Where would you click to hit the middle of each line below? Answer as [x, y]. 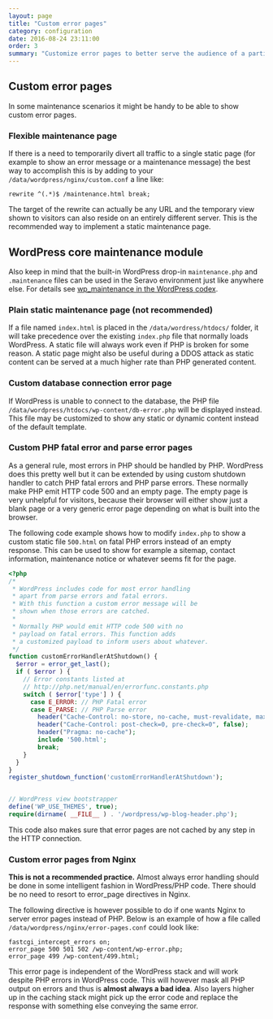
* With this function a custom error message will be [105, 604]
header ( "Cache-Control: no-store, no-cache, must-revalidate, [145, 717]
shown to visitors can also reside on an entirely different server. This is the [133, 218]
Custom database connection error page [90, 383]
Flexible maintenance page [63, 136]
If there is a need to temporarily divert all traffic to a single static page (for [132, 153]
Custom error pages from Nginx [72, 859]
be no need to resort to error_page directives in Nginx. [100, 895]
